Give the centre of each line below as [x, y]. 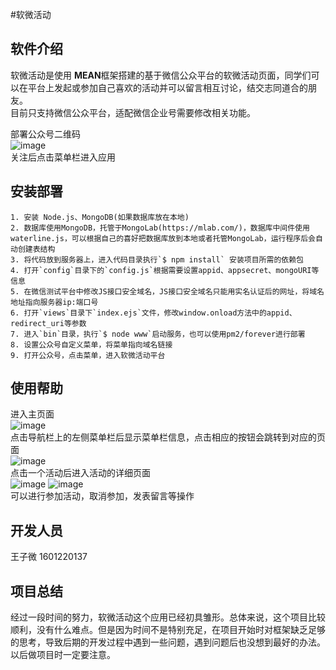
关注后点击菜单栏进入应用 [63, 157]
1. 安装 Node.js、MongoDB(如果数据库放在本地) [100, 217]
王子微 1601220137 [49, 557]
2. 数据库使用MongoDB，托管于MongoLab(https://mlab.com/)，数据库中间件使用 [160, 228]
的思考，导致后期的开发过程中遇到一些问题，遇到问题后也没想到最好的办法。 [168, 642]
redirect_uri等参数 [48, 323]
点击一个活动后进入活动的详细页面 [80, 473]
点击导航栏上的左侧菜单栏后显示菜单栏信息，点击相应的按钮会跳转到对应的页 [168, 437]
